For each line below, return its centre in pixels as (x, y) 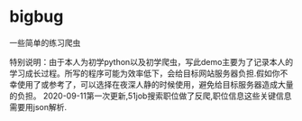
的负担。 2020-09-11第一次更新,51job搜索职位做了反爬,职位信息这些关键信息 (151, 96)
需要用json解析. (38, 107)
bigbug (37, 17)
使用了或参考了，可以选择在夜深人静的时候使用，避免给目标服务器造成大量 (155, 84)
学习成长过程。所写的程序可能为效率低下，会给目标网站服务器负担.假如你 (145, 73)
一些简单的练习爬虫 (45, 42)
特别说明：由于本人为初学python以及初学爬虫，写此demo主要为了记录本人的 (151, 61)
